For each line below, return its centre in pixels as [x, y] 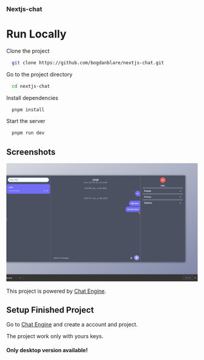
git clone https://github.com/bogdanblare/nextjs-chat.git [88, 62]
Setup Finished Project [50, 310]
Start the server [26, 121]
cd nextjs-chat [31, 86]
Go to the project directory [39, 74]
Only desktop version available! [47, 350]
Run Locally [36, 34]
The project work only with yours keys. [55, 336]
